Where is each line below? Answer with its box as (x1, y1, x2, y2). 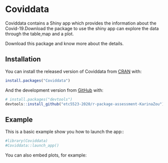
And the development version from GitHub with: (5, 87, 103, 93)
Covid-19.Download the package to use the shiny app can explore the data (5, 25, 159, 31)
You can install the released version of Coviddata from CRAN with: (5, 68, 142, 74)
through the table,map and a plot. (5, 31, 74, 37)
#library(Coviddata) (5, 138, 48, 143)
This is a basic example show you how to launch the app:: (5, 129, 124, 135)
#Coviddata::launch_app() (5, 143, 59, 148)
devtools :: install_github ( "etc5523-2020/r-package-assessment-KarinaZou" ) (5, 101, 164, 106)
